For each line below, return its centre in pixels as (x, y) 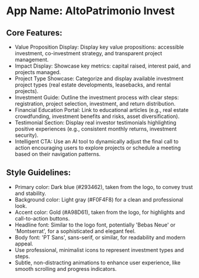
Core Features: (34, 33)
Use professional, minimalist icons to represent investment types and (99, 250)
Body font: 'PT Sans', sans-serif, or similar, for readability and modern (100, 237)
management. (32, 60)
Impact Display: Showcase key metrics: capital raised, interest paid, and (103, 66)
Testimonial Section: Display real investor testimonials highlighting (95, 122)
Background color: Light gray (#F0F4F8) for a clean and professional (99, 199)
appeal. (24, 244)
